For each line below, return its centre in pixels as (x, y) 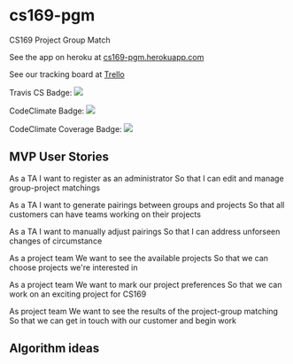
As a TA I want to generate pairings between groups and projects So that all (147, 205)
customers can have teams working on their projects (105, 214)
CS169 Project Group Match (60, 40)
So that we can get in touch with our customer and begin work (123, 321)
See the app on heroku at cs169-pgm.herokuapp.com (107, 57)
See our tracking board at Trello (67, 74)
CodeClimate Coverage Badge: (66, 128)
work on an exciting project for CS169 (78, 294)
